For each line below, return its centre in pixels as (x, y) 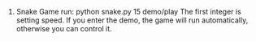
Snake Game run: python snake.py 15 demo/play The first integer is (128, 12)
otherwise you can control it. (64, 29)
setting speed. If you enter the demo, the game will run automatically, (132, 20)
